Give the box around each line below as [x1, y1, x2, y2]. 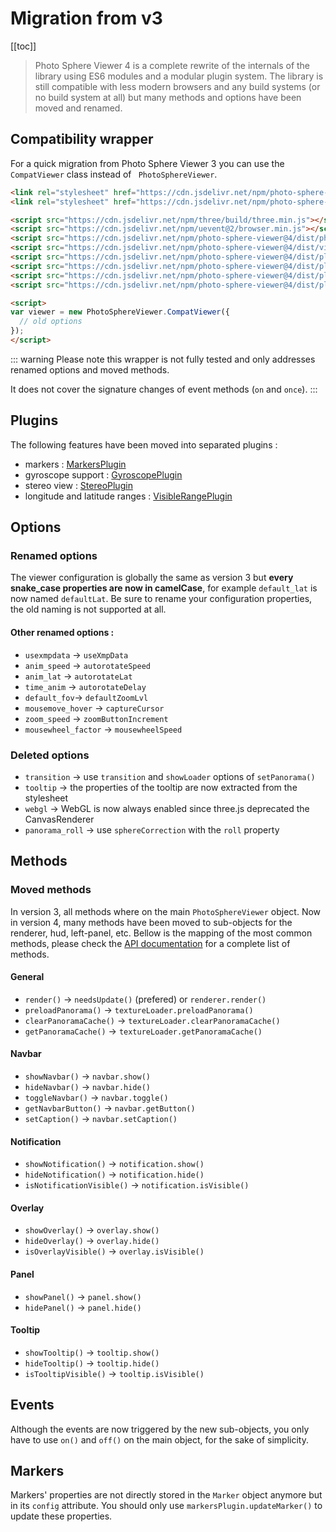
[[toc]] [10, 40, 37, 52]
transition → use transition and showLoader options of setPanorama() [24, 770, 316, 782]
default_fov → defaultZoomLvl [24, 691, 149, 703]
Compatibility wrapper [10, 131, 154, 148]
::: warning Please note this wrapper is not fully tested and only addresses [10, 353, 316, 365]
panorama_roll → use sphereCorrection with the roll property [24, 823, 280, 836]
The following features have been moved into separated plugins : [10, 438, 278, 451]
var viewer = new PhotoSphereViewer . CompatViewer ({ [10, 307, 230, 317]
